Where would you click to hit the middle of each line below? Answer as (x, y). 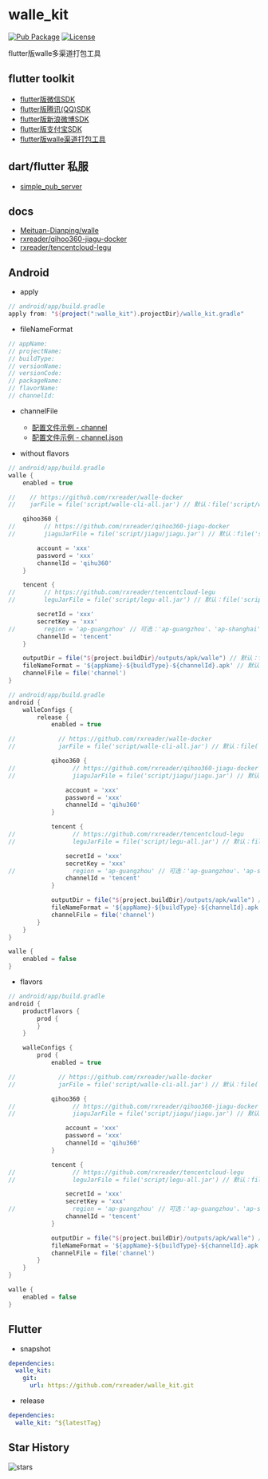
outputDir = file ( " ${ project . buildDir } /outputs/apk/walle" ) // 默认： (141, 658)
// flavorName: (33, 389)
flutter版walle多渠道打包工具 (55, 53)
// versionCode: (35, 374)
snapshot (35, 1348)
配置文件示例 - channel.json (77, 437)
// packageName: (35, 381)
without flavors (44, 453)
